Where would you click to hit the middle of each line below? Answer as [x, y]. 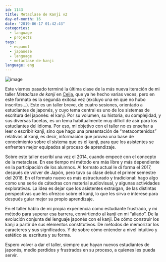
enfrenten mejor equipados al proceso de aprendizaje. [61, 147]
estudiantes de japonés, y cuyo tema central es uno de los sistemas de [78, 110]
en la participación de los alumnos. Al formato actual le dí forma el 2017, [79, 168]
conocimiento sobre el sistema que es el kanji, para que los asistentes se [80, 142]
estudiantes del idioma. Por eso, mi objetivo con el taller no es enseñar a [79, 126]
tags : [11, 42]
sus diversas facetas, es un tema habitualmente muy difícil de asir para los [81, 121]
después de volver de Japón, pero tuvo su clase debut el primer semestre [81, 173]
